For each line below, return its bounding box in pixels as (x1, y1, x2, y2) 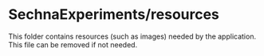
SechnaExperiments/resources (8, 6, 219, 24)
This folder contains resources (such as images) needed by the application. (8, 32, 257, 41)
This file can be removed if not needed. (8, 39, 138, 49)
